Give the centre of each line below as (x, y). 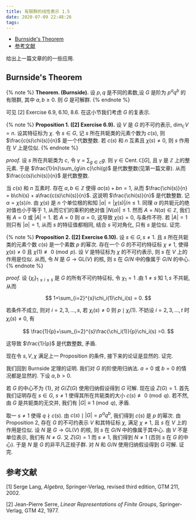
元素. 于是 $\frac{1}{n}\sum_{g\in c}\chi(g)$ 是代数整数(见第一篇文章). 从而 (96, 168)
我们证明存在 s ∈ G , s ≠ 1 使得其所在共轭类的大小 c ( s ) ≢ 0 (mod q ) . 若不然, (97, 395)
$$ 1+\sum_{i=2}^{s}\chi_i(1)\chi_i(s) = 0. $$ (98, 298)
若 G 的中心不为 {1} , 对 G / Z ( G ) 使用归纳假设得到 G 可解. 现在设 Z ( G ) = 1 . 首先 (98, 388)
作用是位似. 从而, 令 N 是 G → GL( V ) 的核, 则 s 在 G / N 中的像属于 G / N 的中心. (98, 259)
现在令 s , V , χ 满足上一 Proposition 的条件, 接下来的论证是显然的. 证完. (90, 356)
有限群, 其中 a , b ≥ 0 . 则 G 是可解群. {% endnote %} (68, 100)
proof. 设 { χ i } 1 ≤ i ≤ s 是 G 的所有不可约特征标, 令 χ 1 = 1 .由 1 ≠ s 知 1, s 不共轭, (98, 279)
